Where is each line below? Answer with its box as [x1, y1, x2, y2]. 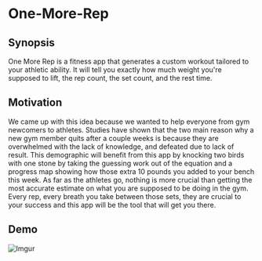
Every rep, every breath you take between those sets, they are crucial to [8, 191, 242, 201]
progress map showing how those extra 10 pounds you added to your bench [8, 166, 255, 176]
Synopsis [8, 36, 55, 49]
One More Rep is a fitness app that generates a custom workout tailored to [8, 56, 249, 66]
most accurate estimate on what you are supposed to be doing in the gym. [8, 183, 249, 193]
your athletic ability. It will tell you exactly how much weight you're [8, 65, 222, 74]
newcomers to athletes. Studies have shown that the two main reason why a [8, 125, 254, 134]
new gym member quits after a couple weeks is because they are [8, 133, 220, 143]
